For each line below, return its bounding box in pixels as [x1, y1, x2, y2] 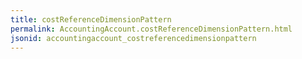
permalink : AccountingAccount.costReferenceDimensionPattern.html [10, 24, 293, 34]
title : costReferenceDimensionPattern [10, 14, 172, 25]
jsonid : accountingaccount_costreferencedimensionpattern [10, 33, 257, 43]
